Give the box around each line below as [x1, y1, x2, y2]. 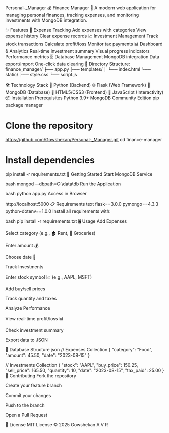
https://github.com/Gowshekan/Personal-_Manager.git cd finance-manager [5, 136, 162, 142]
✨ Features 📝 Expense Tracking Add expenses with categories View [5, 27, 147, 33]
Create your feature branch [5, 382, 62, 388]
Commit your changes [5, 392, 51, 398]
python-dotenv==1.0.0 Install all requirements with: [5, 208, 111, 214]
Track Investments [5, 263, 44, 270]
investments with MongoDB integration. [5, 17, 87, 23]
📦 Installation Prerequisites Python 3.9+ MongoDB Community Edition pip [5, 95, 160, 101]
